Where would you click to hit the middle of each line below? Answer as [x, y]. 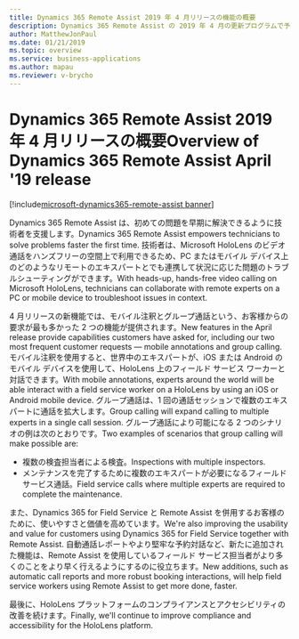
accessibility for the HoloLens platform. [81, 625]
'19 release [50, 179]
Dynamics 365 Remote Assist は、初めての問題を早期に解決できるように [142, 222]
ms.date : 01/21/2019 [48, 42]
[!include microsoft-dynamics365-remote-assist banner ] [112, 204]
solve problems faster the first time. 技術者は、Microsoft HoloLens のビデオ [148, 245]
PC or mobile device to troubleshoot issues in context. [108, 297]
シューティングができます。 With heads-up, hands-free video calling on [147, 278]
